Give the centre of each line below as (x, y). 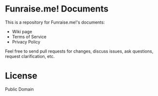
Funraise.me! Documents (57, 9)
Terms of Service (29, 37)
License (21, 76)
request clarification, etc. (30, 56)
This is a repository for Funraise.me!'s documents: (55, 22)
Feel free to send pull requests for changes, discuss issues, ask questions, (79, 51)
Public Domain (19, 89)
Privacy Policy (26, 41)
